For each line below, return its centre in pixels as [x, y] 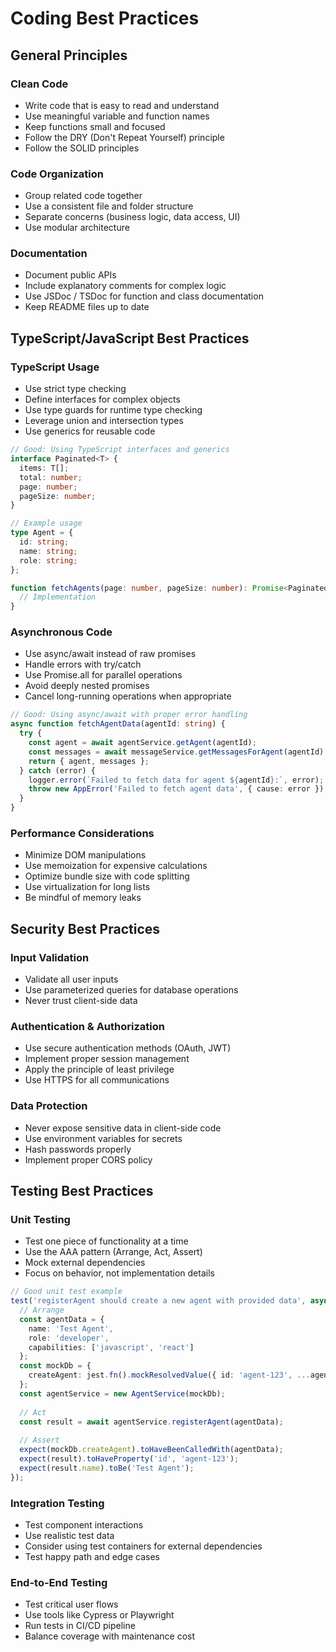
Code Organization [57, 174]
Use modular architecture [77, 228]
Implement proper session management [107, 1059]
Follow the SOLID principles [82, 148]
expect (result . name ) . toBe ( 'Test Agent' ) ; [107, 1468]
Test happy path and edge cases [92, 1557]
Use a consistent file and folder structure [109, 206]
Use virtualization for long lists [87, 887]
